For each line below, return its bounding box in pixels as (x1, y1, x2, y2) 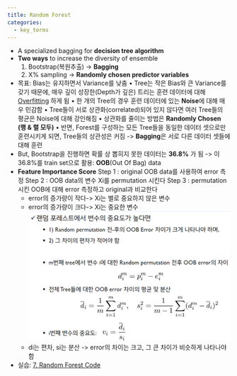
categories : (7, 18, 42, 26)
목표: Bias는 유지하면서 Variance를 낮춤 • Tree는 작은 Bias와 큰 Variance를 (17, 79, 227, 88)
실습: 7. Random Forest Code (17, 360, 101, 369)
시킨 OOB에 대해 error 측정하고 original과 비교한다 (17, 185, 158, 194)
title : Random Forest (7, 11, 71, 18)
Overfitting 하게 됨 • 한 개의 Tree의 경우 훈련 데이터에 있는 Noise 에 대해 (17, 96, 218, 106)
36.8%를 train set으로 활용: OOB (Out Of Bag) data (17, 159, 161, 167)
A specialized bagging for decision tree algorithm (17, 47, 164, 55)
